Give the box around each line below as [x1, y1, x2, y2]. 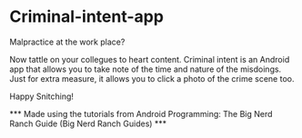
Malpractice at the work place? [9, 36, 126, 47]
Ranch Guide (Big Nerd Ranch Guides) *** [9, 118, 167, 129]
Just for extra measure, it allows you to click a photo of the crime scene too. [9, 73, 295, 84]
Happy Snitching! [9, 91, 75, 102]
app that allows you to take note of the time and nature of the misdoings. [9, 64, 282, 74]
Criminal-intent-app [9, 6, 164, 27]
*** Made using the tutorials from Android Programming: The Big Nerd [9, 108, 273, 119]
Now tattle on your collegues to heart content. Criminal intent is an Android [9, 54, 290, 64]
